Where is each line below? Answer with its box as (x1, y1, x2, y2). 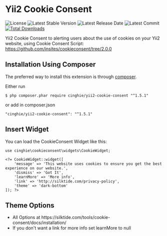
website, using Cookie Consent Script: (5, 40, 84, 46)
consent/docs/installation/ (12, 219, 66, 226)
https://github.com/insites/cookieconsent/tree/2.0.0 (5, 46, 112, 52)
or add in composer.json (5, 102, 55, 108)
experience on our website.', (5, 165, 68, 171)
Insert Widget (5, 125, 49, 134)
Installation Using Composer (5, 60, 96, 69)
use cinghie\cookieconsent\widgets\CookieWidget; (5, 148, 111, 153)
